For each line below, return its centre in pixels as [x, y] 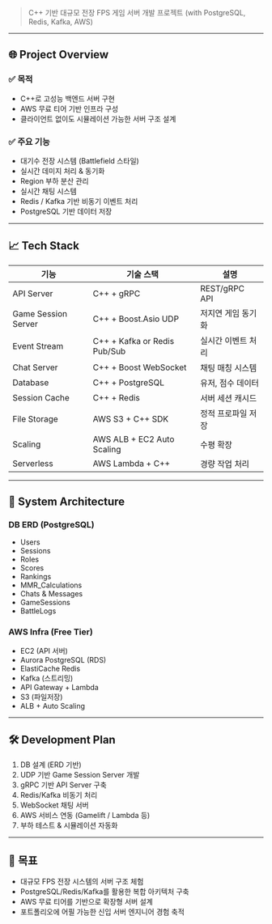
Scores [32, 568]
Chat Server [35, 367]
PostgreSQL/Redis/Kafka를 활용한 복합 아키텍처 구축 [104, 892]
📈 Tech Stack [44, 246]
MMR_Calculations [51, 585]
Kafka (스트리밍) [47, 678]
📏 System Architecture [67, 502]
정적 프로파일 [223, 413]
